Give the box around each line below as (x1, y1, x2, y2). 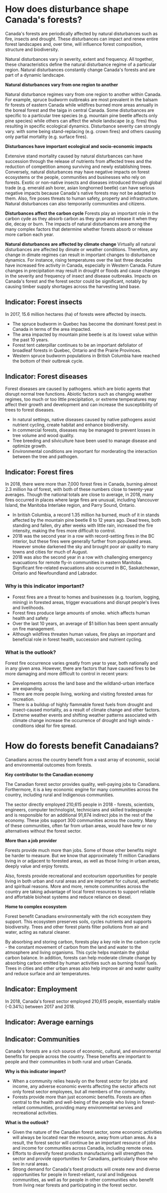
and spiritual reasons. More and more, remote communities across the (5, 883, 149, 889)
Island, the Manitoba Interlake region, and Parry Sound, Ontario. (5, 502, 136, 508)
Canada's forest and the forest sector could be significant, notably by (5, 278, 148, 284)
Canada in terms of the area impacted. (12, 326, 91, 332)
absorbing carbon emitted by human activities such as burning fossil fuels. (5, 960, 158, 966)
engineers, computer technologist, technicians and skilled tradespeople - (5, 806, 155, 813)
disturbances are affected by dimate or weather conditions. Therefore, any (5, 246, 158, 252)
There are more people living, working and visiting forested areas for (12, 691, 153, 697)
